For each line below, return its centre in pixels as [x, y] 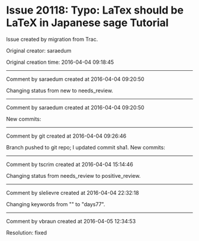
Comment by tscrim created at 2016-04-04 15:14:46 [70, 164]
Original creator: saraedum [39, 50]
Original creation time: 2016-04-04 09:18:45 [60, 62]
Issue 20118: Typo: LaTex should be [95, 10]
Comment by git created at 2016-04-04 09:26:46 [66, 136]
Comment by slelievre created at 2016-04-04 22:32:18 [73, 193]
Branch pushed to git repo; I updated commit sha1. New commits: [86, 147]
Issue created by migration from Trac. [52, 39]
